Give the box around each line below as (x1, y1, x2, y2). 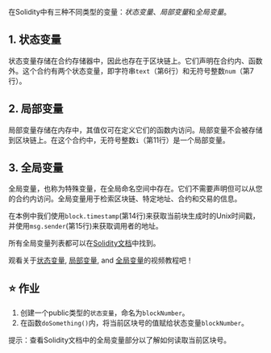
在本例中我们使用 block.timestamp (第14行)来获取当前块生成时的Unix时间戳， (8, 211, 261, 221)
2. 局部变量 (8, 102, 64, 116)
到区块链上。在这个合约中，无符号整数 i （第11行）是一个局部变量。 (8, 135, 230, 145)
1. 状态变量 (8, 33, 62, 47)
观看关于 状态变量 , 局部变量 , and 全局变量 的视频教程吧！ (8, 255, 194, 265)
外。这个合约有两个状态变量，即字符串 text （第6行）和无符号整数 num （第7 (8, 65, 254, 75)
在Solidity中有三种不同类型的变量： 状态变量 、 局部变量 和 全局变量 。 (8, 7, 231, 16)
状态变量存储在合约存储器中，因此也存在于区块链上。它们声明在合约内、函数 (8, 56, 263, 65)
